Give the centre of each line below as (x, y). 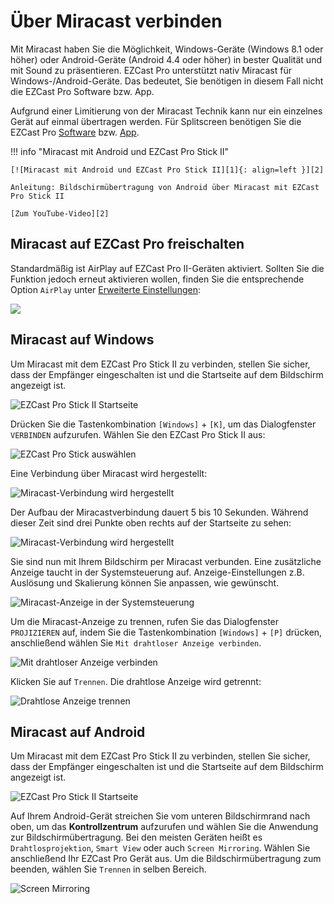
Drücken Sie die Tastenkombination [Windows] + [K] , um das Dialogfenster (163, 424)
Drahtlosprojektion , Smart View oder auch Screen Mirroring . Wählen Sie (160, 848)
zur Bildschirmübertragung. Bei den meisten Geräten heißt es (136, 837)
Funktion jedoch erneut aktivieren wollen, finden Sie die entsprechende (157, 279)
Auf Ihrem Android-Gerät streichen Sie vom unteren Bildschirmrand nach (160, 816)
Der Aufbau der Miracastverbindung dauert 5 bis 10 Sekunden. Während (159, 512)
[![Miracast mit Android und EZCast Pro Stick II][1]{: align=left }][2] (167, 170)
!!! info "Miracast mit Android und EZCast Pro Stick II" (120, 151)
